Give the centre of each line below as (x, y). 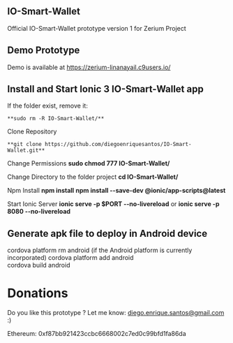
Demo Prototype (44, 51)
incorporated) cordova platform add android (70, 258)
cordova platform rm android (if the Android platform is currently (100, 250)
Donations (38, 293)
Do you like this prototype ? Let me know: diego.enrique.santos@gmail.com (116, 313)
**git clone (24, 145)
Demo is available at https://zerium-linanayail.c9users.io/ (89, 67)
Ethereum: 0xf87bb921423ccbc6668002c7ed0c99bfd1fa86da (97, 334)
